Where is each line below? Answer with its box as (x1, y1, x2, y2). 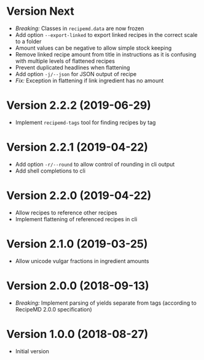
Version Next (6, 4, 75, 18)
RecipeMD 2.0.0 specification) (15, 305, 92, 313)
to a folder (15, 37, 42, 45)
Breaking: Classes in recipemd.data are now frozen (15, 25, 144, 32)
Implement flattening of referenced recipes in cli (15, 215, 138, 222)
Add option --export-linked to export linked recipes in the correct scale (15, 31, 198, 38)
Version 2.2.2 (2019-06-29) (6, 98, 152, 112)
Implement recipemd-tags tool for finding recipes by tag (15, 119, 156, 126)
